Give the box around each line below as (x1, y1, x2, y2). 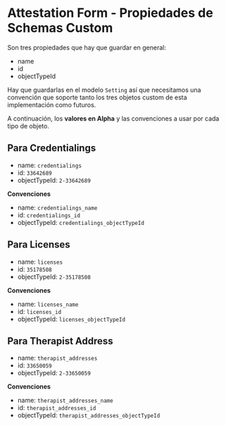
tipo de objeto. (7, 121, 49, 130)
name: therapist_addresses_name (17, 396, 114, 405)
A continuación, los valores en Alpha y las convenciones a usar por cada (7, 114, 220, 123)
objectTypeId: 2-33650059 (17, 369, 92, 377)
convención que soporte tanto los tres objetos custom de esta (7, 93, 188, 102)
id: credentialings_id (17, 210, 81, 219)
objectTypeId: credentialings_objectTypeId (17, 218, 144, 226)
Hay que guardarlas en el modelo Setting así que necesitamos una (7, 85, 201, 94)
